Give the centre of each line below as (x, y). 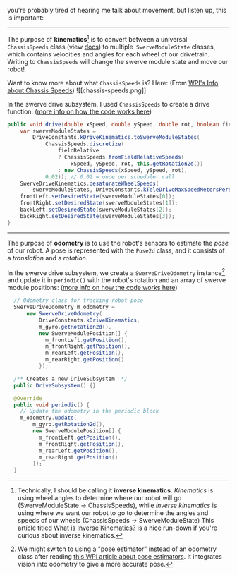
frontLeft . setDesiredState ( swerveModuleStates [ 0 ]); (97, 197)
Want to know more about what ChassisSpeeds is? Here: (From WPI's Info (113, 83)
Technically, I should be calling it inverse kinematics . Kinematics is (115, 490)
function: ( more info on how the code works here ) (80, 111)
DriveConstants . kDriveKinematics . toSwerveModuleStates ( (116, 138)
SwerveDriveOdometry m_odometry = (64, 307)
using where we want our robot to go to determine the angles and (113, 513)
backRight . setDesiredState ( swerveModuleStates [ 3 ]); (97, 216)
